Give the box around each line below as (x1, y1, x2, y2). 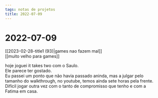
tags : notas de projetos (5, 7, 55, 12)
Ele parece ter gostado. (5, 68, 52, 74)
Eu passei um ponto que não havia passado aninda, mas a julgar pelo (5, 73, 144, 79)
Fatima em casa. (5, 88, 38, 94)
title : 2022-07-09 (5, 12, 42, 16)
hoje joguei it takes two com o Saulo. (5, 63, 79, 69)
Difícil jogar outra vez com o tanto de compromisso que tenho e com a (5, 83, 146, 89)
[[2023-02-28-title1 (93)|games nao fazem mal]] (5, 48, 102, 54)
